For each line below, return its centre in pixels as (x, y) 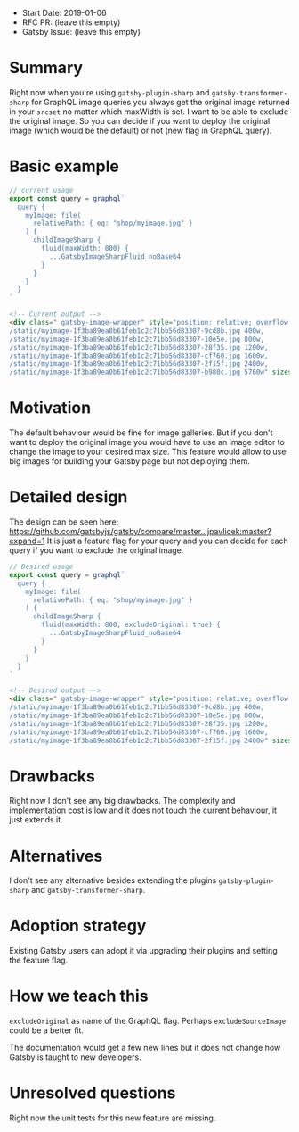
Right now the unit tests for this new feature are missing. (113, 1118)
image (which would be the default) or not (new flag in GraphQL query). (141, 130)
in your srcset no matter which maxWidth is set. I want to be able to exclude (149, 112)
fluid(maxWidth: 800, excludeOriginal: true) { (131, 625)
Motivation (50, 408)
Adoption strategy (78, 926)
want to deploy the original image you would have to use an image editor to (147, 442)
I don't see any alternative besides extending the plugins (113, 880)
